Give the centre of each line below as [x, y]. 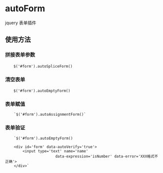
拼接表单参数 [20, 55]
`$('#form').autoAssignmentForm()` [50, 115]
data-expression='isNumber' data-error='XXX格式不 [107, 156]
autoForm [25, 9]
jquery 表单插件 [21, 23]
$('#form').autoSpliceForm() [43, 66]
